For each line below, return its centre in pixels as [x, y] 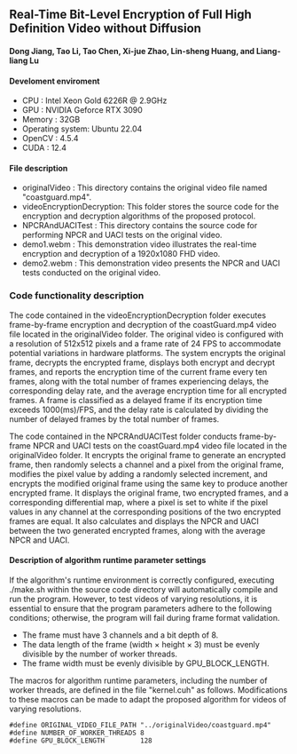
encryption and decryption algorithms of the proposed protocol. [139, 216]
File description [39, 168]
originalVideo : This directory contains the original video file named [145, 188]
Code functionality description [77, 296]
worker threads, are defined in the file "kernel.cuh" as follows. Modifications [148, 690]
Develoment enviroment [55, 81]
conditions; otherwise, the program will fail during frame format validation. [145, 617]
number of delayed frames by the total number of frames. [114, 419]
